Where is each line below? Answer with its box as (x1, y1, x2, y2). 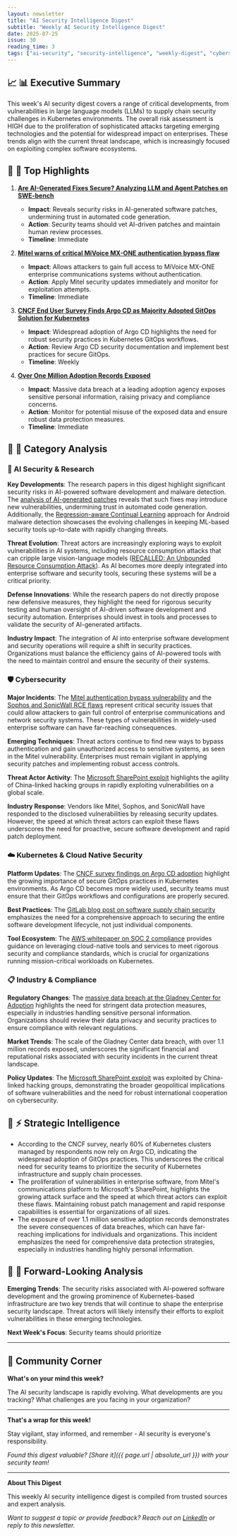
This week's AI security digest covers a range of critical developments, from (7, 99, 229, 108)
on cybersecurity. (7, 1096, 59, 1104)
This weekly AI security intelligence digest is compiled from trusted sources (7, 1492, 228, 1501)
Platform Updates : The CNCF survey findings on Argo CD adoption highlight (7, 869, 230, 877)
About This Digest (7, 1478, 62, 1486)
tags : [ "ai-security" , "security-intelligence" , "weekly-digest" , (7, 50, 207, 57)
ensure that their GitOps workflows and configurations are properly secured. (7, 891, 230, 900)
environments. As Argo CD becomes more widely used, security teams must (7, 884, 229, 892)
